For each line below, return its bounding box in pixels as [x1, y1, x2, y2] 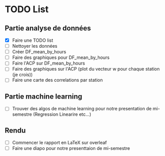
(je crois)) [12, 72, 33, 78]
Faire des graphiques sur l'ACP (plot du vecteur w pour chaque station [12, 66, 160, 72]
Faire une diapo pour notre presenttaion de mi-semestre [12, 145, 130, 151]
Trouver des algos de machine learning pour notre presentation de [12, 106, 152, 112]
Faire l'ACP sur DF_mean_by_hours [12, 60, 85, 67]
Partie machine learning [5, 92, 82, 101]
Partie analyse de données [5, 24, 91, 33]
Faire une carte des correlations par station [12, 77, 103, 83]
